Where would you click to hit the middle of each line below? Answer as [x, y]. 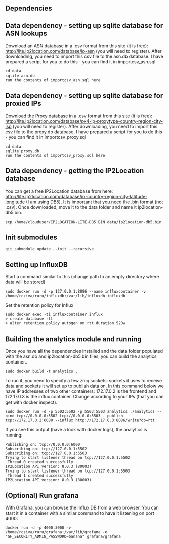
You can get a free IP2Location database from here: [59, 191]
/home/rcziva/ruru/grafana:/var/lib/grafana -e [56, 532]
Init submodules [31, 238]
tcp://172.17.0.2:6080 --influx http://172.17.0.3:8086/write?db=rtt [80, 420]
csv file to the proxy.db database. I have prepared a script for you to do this [84, 132]
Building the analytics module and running [73, 339]
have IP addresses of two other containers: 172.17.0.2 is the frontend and [81, 391]
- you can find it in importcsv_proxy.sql [46, 137]
